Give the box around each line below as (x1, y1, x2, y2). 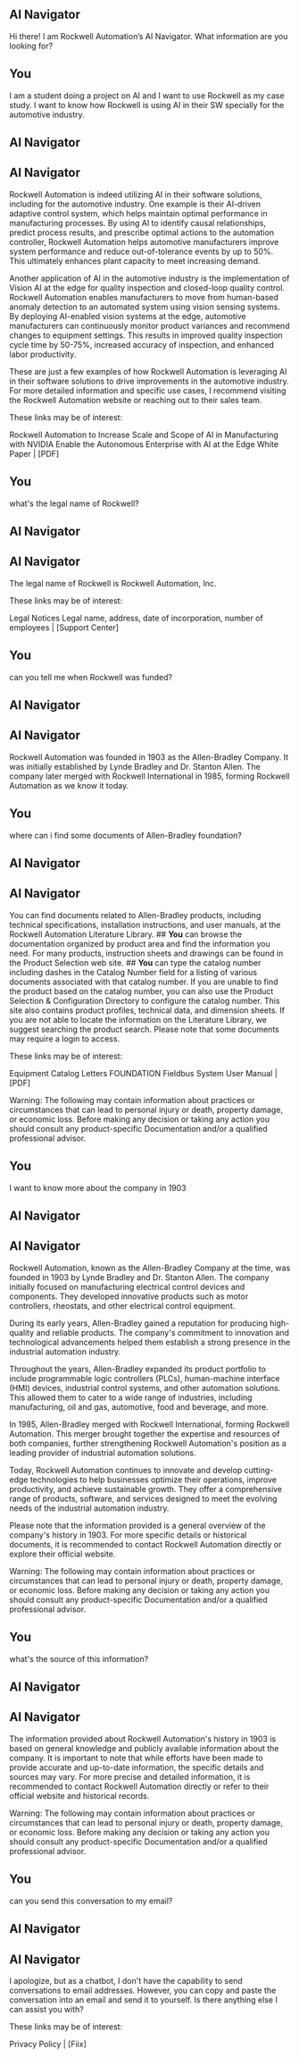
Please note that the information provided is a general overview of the (9, 1520, 266, 1531)
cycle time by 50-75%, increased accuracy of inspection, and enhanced (9, 339, 275, 350)
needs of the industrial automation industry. (9, 1502, 170, 1514)
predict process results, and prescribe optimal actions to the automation (9, 227, 275, 238)
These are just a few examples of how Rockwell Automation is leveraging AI (9, 366, 287, 376)
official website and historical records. (9, 1790, 150, 1801)
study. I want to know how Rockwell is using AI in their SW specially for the (9, 99, 285, 110)
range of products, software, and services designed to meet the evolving (9, 1493, 278, 1504)
